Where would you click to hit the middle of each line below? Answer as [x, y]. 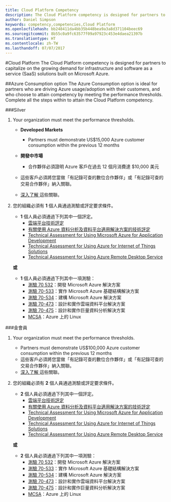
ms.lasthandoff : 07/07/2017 [35, 48]
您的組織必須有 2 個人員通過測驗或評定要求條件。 [65, 383]
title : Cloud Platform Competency [42, 10]
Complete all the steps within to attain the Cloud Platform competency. [79, 100]
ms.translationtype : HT [31, 39]
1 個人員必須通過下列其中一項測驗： [58, 278]
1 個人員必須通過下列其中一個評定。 [58, 216]
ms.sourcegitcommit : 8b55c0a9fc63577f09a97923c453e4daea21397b [74, 34]
